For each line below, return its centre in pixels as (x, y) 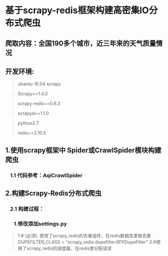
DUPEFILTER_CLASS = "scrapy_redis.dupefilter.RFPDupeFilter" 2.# (87, 242)
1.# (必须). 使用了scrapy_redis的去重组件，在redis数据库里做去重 (84, 236)
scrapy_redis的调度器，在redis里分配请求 (69, 248)
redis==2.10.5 (32, 133)
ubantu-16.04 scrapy (39, 84)
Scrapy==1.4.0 (33, 94)
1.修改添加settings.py (40, 224)
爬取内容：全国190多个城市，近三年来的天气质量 (81, 43)
